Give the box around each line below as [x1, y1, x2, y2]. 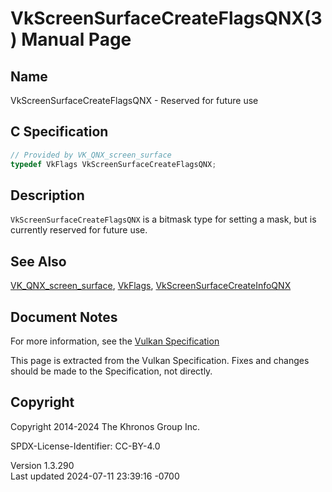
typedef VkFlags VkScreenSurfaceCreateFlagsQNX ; [10, 159, 217, 169]
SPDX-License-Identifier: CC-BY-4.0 [10, 440, 161, 452]
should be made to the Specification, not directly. [10, 365, 213, 377]
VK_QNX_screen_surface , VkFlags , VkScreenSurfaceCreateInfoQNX [10, 280, 292, 292]
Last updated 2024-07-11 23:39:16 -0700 [10, 470, 180, 482]
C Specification [10, 123, 109, 141]
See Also [10, 253, 67, 270]
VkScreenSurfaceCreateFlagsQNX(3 [10, 7, 323, 30]
